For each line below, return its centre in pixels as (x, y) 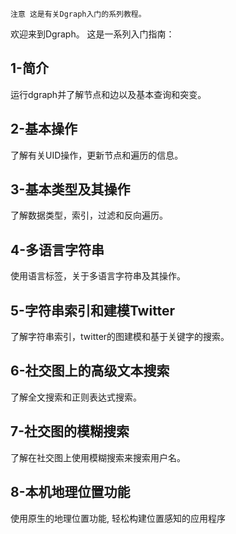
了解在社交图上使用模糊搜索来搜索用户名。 (98, 457)
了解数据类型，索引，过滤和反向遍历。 (89, 215)
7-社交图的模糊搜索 (70, 431)
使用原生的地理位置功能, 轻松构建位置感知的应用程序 (118, 518)
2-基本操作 (44, 129)
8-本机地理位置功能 (70, 492)
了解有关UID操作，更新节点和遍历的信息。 (97, 155)
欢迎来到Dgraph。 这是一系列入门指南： (92, 34)
